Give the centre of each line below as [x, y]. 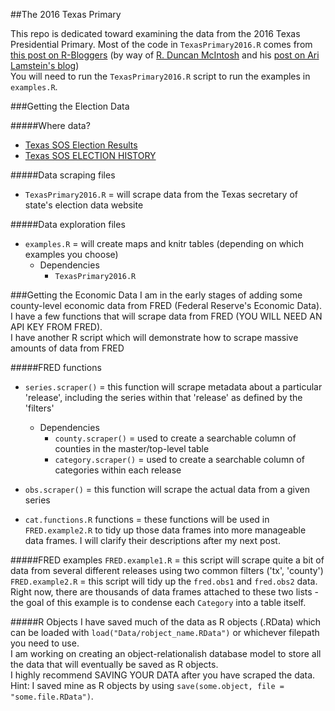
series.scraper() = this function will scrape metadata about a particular [173, 387]
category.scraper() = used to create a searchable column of [179, 459]
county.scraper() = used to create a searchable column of [175, 438]
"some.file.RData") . [52, 696]
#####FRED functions [56, 367]
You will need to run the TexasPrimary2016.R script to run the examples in [160, 76]
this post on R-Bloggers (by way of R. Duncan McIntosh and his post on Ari [165, 55]
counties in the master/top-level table [132, 448]
